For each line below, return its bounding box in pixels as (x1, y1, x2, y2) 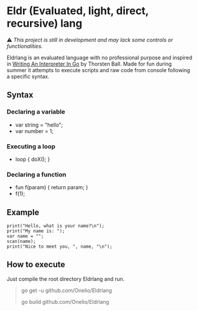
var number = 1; (15, 127, 54, 134)
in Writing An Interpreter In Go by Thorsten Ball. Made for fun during (6, 60, 172, 67)
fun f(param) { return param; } (15, 184, 88, 191)
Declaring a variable (6, 108, 65, 116)
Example (6, 207, 39, 217)
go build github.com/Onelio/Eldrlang (21, 298, 110, 305)
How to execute (6, 260, 65, 270)
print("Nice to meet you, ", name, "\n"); (6, 244, 113, 250)
